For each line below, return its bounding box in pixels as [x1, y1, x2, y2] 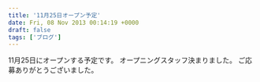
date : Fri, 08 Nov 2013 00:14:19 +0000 [8, 19, 139, 27]
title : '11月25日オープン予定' [8, 11, 101, 20]
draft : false [8, 26, 51, 34]
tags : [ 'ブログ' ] [8, 33, 61, 41]
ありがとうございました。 [14, 66, 98, 75]
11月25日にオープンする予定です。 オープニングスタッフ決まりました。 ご [8, 55, 246, 65]
